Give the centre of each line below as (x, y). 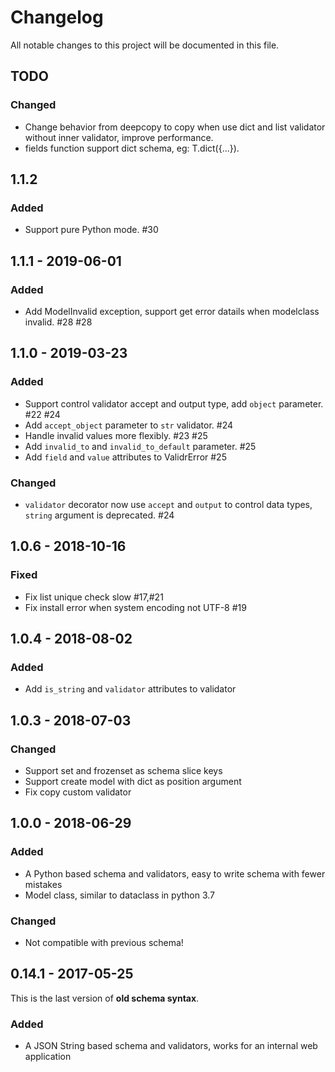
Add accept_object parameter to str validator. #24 (129, 425)
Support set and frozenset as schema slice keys (123, 771)
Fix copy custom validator (78, 792)
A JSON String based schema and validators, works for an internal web (171, 1046)
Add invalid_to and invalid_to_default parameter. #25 (140, 446)
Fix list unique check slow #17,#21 (94, 597)
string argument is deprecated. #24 (99, 515)
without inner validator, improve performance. (119, 137)
